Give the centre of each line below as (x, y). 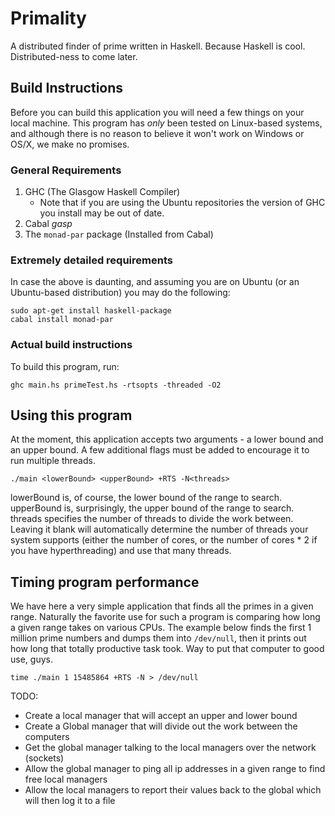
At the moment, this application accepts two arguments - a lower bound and (167, 439)
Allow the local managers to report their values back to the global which (173, 790)
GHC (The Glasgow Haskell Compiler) (102, 192)
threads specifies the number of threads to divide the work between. (152, 519)
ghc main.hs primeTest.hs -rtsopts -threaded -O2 (116, 385)
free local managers (66, 779)
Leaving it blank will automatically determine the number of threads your (159, 529)
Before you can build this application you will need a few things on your (157, 112)
